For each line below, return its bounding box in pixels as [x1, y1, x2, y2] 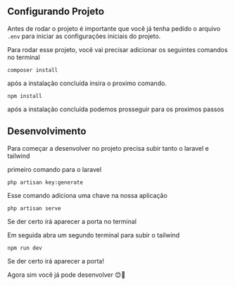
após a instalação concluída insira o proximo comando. [7, 79, 167, 87]
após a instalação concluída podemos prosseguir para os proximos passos [7, 105, 224, 113]
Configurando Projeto [7, 6, 104, 18]
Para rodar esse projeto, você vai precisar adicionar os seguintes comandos [7, 45, 228, 54]
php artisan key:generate [7, 179, 83, 186]
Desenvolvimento [7, 125, 87, 137]
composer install [7, 66, 58, 73]
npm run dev [7, 244, 42, 251]
